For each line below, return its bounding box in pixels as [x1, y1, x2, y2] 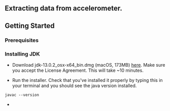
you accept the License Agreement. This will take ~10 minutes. [12, 67, 144, 73]
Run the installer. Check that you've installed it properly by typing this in [12, 77, 163, 83]
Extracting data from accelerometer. [5, 4, 123, 13]
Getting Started [5, 21, 55, 30]
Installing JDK [5, 50, 40, 58]
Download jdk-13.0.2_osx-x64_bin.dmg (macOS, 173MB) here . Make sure [12, 62, 165, 68]
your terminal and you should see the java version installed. [12, 82, 137, 89]
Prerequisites [5, 37, 39, 44]
